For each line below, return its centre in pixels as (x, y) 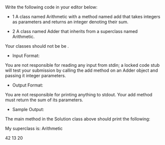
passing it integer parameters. (36, 75)
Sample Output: (28, 109)
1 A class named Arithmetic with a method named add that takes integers (86, 16)
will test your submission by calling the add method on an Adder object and (82, 70)
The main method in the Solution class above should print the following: (78, 119)
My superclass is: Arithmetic (34, 128)
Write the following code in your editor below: (51, 7)
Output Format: (28, 85)
